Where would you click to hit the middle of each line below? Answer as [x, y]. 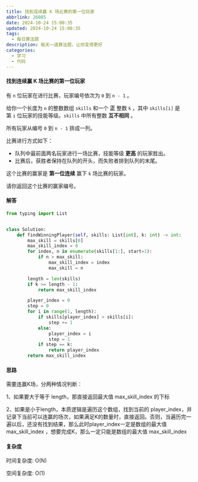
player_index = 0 [49, 300]
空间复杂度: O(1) [26, 473]
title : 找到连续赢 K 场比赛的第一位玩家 [50, 12]
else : [44, 328]
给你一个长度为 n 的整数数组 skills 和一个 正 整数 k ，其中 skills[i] [90, 108]
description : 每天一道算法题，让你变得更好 [54, 45]
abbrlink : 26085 [26, 17]
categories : [21, 50]
